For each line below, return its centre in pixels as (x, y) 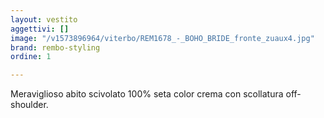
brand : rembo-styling (55, 47)
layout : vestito (44, 19)
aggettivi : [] (40, 29)
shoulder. (29, 105)
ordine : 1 (31, 57)
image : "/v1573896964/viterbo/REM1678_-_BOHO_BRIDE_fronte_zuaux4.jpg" (162, 38)
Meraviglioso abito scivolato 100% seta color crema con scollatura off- (156, 94)
